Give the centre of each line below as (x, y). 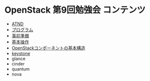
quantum (20, 69)
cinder (18, 63)
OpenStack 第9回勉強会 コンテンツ (75, 10)
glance (19, 59)
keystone (21, 53)
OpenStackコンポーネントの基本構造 (48, 48)
